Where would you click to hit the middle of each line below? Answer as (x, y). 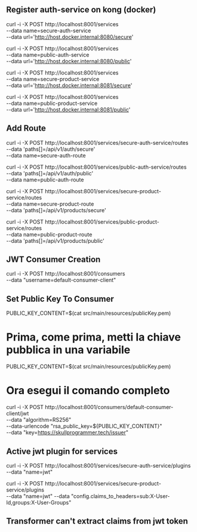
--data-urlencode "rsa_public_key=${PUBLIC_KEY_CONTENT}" (84, 426)
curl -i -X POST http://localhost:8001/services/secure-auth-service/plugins (98, 465)
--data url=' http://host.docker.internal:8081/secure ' (69, 85)
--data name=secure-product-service (53, 79)
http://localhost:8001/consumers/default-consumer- (109, 407)
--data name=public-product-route (49, 234)
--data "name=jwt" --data (38, 496)
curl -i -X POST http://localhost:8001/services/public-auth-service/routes (96, 167)
